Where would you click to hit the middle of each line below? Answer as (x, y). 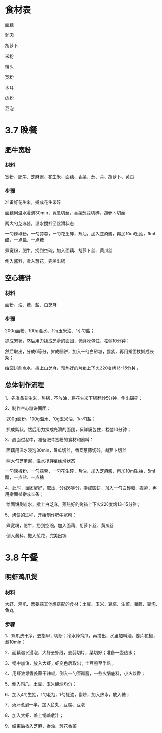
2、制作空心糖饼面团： (28, 408)
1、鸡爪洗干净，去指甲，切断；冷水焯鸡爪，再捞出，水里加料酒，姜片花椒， (81, 636)
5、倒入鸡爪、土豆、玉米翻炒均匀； (41, 684)
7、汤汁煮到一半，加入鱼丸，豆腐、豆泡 (45, 705)
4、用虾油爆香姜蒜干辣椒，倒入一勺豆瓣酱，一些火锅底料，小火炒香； (75, 673)
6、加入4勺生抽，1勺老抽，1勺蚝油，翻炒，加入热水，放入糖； (68, 695)
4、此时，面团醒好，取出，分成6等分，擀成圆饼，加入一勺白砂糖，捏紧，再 (81, 488)
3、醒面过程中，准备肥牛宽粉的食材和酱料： (50, 439)
